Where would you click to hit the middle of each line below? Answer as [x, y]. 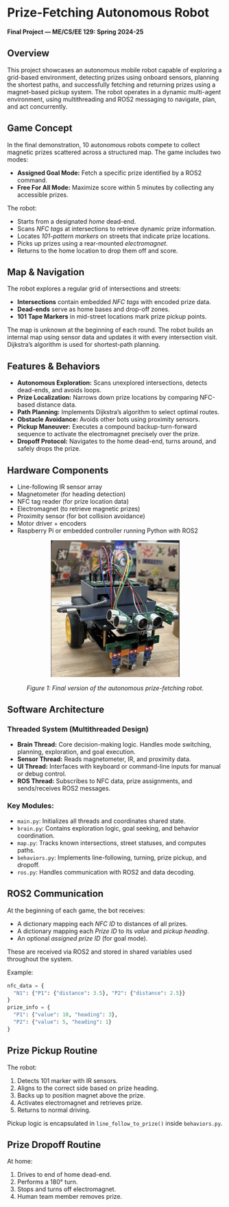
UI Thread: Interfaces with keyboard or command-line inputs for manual [119, 766]
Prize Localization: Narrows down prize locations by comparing [108, 398]
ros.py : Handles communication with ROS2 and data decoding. [106, 872]
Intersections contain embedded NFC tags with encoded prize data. [114, 302]
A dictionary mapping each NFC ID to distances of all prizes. [102, 923]
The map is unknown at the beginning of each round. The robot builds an [110, 330]
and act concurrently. [37, 106]
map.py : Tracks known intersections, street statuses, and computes [111, 843]
